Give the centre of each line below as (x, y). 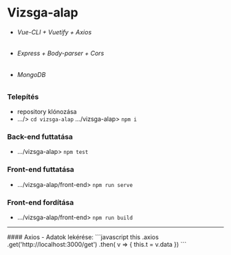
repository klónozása (47, 111)
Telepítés (23, 96)
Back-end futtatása (40, 137)
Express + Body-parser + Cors (60, 54)
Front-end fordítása (41, 202)
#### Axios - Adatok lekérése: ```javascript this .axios (83, 237)
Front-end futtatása (41, 170)
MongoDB (31, 75)
